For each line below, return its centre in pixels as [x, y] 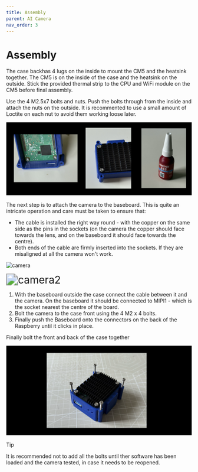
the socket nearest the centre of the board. [67, 307]
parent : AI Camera [29, 19]
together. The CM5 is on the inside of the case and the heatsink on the [92, 77]
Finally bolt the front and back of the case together [68, 337]
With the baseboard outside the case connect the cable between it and [101, 295]
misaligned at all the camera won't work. [64, 254]
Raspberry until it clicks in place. [54, 326]
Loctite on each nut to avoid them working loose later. [71, 114]
